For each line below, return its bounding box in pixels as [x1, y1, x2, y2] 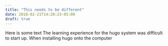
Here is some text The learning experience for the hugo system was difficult [5, 30, 163, 36]
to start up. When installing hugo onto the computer [5, 35, 112, 41]
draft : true [5, 16, 30, 21]
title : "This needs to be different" [5, 7, 85, 12]
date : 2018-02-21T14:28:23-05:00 [5, 12, 75, 17]
